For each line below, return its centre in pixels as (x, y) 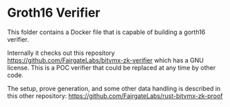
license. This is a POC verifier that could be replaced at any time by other (112, 67)
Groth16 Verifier (54, 13)
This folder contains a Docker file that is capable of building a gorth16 (106, 32)
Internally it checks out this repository (61, 53)
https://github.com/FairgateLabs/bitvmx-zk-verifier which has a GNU (106, 60)
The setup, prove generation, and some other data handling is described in (114, 88)
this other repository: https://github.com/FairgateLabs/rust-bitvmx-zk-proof (115, 96)
